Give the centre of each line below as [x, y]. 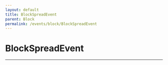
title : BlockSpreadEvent [31, 14]
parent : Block [20, 19]
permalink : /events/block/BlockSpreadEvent [51, 24]
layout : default [22, 10]
